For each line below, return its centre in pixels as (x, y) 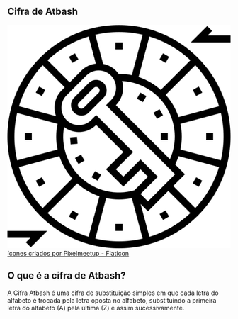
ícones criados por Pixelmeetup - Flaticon (68, 253)
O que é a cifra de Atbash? (67, 276)
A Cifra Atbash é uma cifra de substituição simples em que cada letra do (113, 293)
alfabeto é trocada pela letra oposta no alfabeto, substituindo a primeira (112, 300)
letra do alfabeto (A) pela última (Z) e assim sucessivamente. (96, 308)
